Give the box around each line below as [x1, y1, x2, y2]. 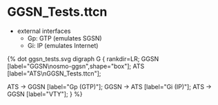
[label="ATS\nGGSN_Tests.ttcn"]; [7, 69, 101, 78]
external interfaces [17, 27, 71, 35]
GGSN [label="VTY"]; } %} [7, 90, 83, 98]
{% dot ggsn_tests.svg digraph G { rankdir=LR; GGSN [7, 54, 159, 62]
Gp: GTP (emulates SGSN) [27, 34, 102, 42]
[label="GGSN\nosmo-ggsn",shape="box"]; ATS [7, 62, 145, 70]
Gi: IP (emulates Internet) [27, 41, 99, 49]
